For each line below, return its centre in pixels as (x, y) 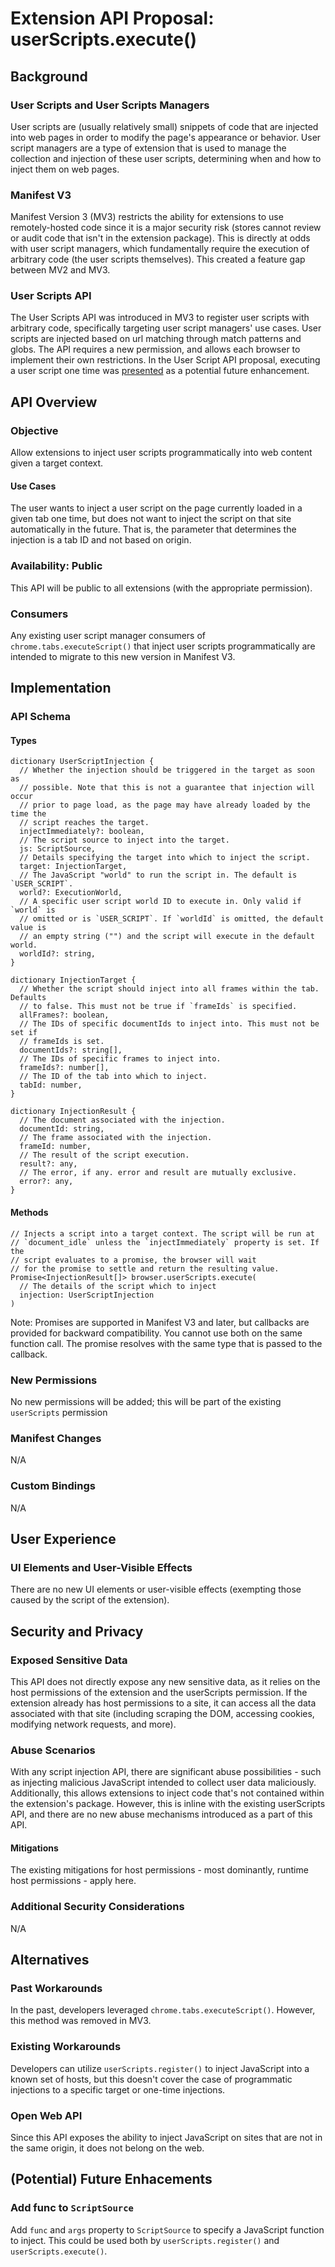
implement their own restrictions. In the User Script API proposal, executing (165, 360)
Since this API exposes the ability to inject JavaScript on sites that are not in (166, 2138)
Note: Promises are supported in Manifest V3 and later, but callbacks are (160, 1322)
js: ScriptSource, (58, 849)
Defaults (28, 998)
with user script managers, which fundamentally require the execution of (160, 249)
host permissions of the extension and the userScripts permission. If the (159, 1692)
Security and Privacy (77, 1631)
